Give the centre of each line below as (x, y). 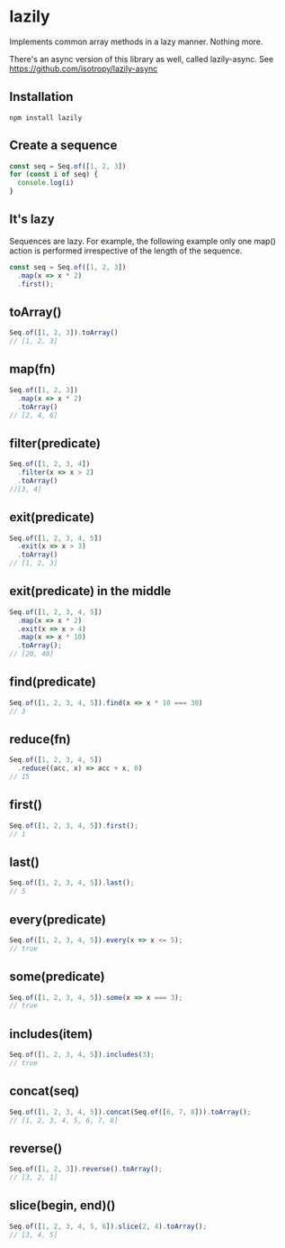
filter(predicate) (55, 443)
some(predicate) (57, 977)
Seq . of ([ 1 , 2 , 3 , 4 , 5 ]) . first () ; (74, 826)
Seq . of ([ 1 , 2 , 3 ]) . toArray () (64, 333)
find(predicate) (53, 682)
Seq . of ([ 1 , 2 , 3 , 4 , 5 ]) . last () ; (72, 883)
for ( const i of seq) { (54, 174)
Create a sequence (63, 146)
